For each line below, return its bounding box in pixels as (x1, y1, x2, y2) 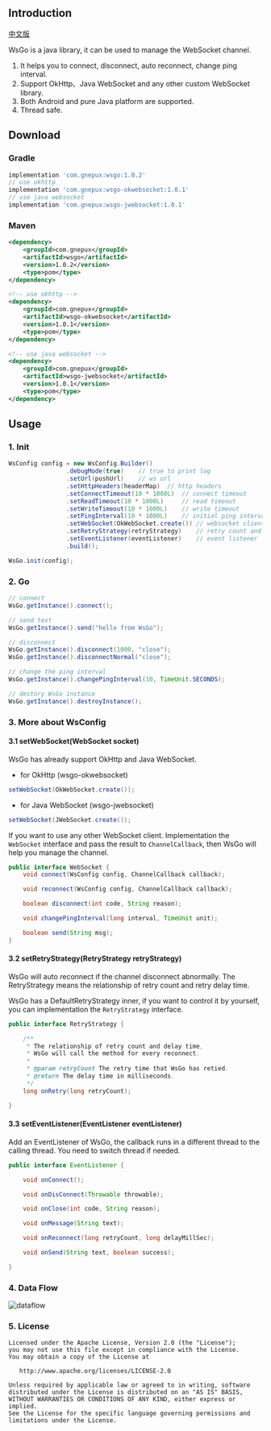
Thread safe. (19, 105, 63, 115)
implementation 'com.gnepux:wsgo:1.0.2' (8, 171, 147, 179)
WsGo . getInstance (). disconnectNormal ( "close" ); (8, 653, 172, 661)
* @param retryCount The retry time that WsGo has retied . (26, 1065, 229, 1073)
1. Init (8, 441, 30, 453)
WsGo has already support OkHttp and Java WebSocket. (8, 754, 197, 764)
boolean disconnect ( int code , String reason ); (23, 899, 182, 908)
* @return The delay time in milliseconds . (26, 1072, 175, 1080)
